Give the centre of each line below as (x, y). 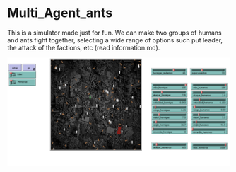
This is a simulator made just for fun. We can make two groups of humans (114, 33)
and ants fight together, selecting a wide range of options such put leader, (115, 40)
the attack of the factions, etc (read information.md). (84, 47)
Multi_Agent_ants (60, 13)
